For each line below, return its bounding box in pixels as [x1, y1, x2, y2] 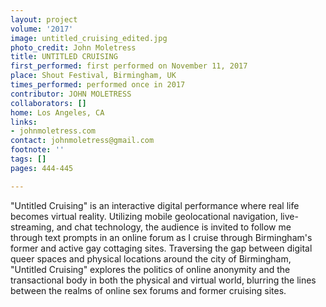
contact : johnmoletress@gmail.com [10, 136, 155, 146]
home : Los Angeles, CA [10, 107, 105, 118]
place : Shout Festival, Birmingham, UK [10, 71, 177, 81]
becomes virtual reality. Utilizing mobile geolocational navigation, [10, 210, 278, 222]
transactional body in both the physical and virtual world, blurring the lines [10, 274, 317, 286]
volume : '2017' [10, 24, 74, 34]
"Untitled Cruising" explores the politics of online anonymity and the [10, 263, 291, 275]
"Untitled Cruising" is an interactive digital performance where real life [10, 199, 300, 211]
